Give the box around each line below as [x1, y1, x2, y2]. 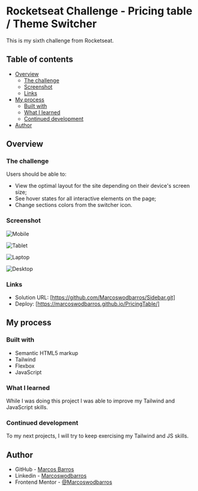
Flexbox [14, 362, 35, 369]
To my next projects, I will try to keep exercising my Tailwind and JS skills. [6, 432, 189, 440]
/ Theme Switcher [6, 17, 97, 31]
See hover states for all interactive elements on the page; [14, 195, 157, 202]
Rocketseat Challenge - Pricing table [6, 4, 193, 18]
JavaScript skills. [6, 404, 48, 411]
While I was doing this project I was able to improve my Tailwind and [6, 397, 175, 404]
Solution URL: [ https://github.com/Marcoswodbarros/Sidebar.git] [14, 294, 175, 301]
